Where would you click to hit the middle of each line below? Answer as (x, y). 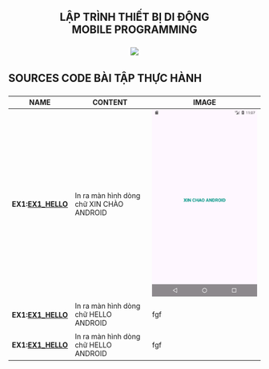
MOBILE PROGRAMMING (134, 30)
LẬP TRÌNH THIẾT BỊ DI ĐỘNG (134, 17)
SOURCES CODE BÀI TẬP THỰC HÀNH (105, 78)
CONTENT (110, 103)
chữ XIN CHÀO (99, 204)
